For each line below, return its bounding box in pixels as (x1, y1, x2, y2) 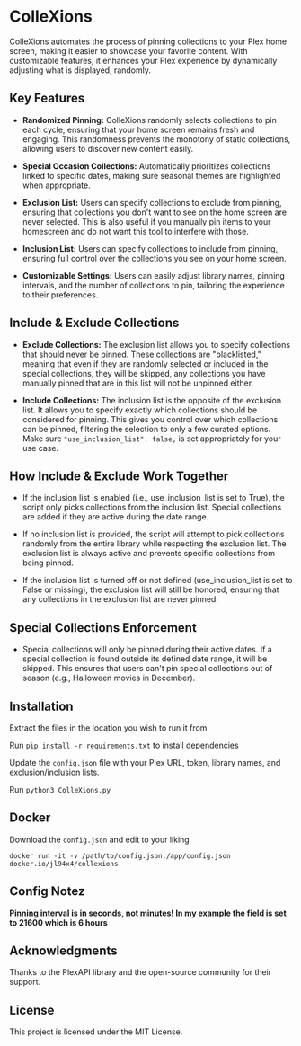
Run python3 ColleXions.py (9, 784, 111, 794)
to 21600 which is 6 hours (9, 917, 108, 927)
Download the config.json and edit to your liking (9, 834, 190, 845)
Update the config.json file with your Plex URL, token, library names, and (9, 758, 281, 767)
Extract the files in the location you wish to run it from (9, 722, 208, 733)
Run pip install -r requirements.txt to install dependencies (9, 740, 240, 750)
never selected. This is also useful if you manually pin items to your (22, 216, 271, 226)
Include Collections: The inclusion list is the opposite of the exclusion (22, 394, 281, 405)
